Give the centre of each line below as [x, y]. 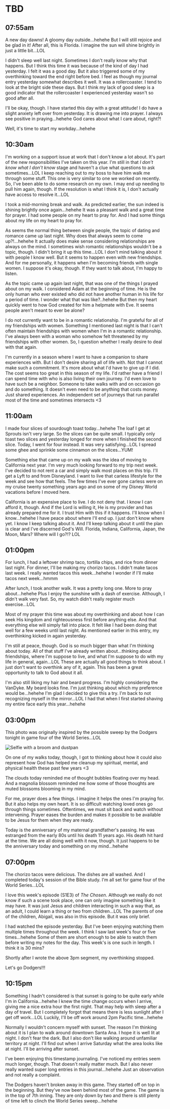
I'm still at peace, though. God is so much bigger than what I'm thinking [80, 646]
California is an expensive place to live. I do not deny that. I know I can [79, 502]
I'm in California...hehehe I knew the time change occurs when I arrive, [79, 1001]
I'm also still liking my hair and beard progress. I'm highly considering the [82, 683]
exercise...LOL [20, 604]
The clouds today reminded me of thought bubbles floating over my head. [82, 778]
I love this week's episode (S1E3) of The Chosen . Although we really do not [84, 895]
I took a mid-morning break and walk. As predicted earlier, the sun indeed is [84, 204]
